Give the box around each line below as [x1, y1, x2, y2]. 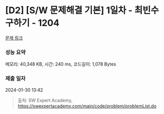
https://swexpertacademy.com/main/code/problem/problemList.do [17, 103, 157, 109]
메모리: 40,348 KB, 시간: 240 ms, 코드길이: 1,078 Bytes [5, 61, 117, 67]
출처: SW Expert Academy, [17, 97, 73, 103]
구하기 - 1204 [5, 17, 60, 29]
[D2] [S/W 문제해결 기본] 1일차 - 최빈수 [5, 5, 159, 16]
